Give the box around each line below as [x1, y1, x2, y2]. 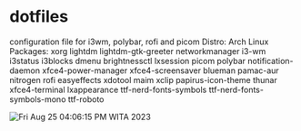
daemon [9, 65, 41, 76]
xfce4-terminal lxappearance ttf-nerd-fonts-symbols [9, 84, 207, 95]
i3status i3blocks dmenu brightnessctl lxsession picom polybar [9, 55, 246, 66]
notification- [247, 55, 294, 66]
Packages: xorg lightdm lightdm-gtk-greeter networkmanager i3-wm [9, 45, 266, 56]
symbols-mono [9, 93, 66, 105]
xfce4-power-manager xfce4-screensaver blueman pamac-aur [42, 65, 279, 76]
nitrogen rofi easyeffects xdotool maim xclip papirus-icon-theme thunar [9, 74, 277, 85]
